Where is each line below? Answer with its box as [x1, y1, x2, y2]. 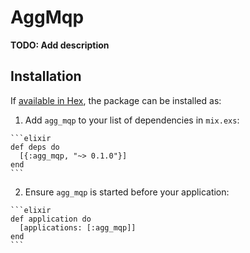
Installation [10, 68, 82, 85]
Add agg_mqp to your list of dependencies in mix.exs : [24, 114, 240, 126]
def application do [10, 214, 92, 224]
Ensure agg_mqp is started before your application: [24, 186, 230, 198]
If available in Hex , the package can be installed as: [10, 94, 222, 106]
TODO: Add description [10, 39, 110, 51]
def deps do [10, 142, 60, 152]
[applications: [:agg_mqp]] [19, 222, 137, 233]
